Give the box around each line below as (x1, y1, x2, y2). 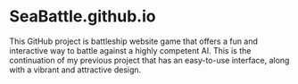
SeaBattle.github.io (9, 6, 156, 27)
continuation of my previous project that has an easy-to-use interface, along (9, 55, 290, 65)
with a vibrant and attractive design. (9, 64, 142, 75)
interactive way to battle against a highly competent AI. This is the (9, 45, 252, 55)
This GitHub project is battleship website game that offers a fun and (9, 36, 259, 46)
